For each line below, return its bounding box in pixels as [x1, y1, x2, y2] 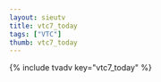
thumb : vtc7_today [9, 37, 78, 47]
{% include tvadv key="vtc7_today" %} [9, 62, 152, 73]
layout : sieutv [9, 12, 66, 22]
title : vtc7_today [9, 21, 78, 30]
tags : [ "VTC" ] [9, 29, 63, 38]
